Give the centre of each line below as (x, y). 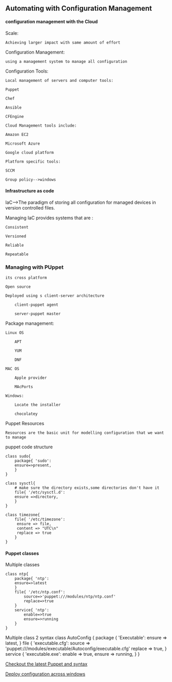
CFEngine (15, 116)
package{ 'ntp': (32, 579)
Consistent (17, 227)
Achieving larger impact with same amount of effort (63, 42)
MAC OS (12, 369)
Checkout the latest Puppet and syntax (46, 664)
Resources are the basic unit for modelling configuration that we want (85, 433)
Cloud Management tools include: (41, 126)
